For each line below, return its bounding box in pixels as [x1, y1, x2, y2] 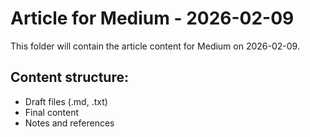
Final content [24, 106, 80, 118]
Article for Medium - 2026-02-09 [10, 7, 295, 30]
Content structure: [10, 69, 129, 86]
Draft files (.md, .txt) [24, 95, 108, 107]
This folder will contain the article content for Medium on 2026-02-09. [10, 40, 300, 52]
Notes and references [24, 117, 115, 129]
